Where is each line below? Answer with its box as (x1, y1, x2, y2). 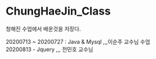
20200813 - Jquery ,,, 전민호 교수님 (6, 46, 94, 53)
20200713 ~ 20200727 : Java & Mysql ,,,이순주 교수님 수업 (6, 38, 150, 45)
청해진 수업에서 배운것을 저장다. (6, 25, 81, 32)
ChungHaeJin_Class (6, 4, 111, 18)
